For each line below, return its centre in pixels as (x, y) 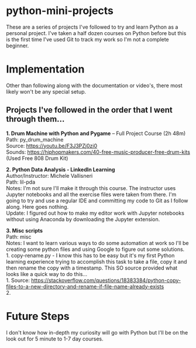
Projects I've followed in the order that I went (89, 110)
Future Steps (38, 316)
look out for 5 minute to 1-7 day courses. (55, 339)
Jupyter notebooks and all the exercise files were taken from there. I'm (91, 194)
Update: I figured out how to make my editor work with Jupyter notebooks (95, 213)
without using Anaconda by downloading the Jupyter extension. (83, 219)
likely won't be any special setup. (46, 91)
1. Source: (18, 280)
